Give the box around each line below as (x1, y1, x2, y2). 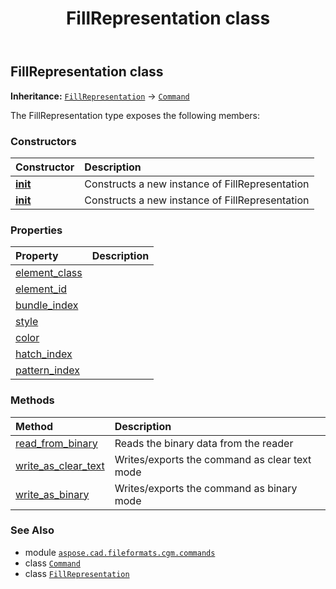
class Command (24, 557, 81, 569)
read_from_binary (15, 436, 98, 450)
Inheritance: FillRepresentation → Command (10, 90, 190, 102)
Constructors (10, 134, 77, 148)
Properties (10, 223, 63, 237)
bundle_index (15, 298, 79, 312)
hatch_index (15, 347, 73, 361)
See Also (10, 523, 55, 537)
